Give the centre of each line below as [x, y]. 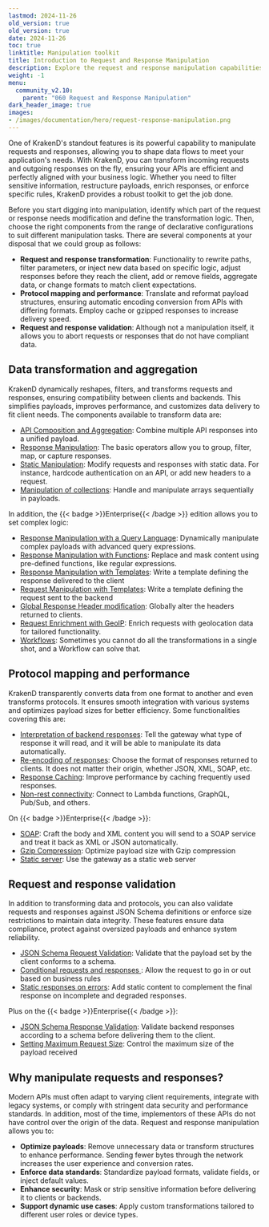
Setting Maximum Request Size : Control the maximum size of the [127, 1044]
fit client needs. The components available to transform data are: [115, 415]
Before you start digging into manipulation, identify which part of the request [134, 209]
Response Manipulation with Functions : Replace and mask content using [139, 555]
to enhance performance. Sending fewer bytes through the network [131, 1155]
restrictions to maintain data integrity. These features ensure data [116, 921]
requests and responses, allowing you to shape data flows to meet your [126, 151]
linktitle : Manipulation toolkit [64, 53]
